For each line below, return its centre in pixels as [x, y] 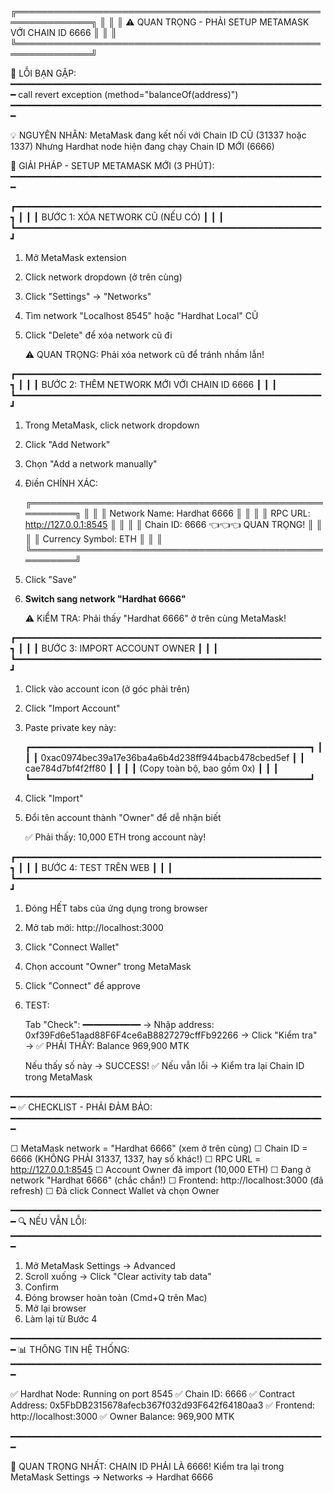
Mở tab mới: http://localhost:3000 [94, 927]
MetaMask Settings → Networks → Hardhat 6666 [112, 1477]
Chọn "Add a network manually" [91, 464]
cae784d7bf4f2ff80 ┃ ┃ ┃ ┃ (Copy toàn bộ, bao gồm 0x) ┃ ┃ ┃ [151, 768]
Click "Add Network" [67, 444]
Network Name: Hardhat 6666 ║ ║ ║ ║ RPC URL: [210, 513]
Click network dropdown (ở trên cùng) [103, 277]
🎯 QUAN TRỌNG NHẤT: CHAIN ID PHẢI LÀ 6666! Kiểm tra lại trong [147, 1466]
